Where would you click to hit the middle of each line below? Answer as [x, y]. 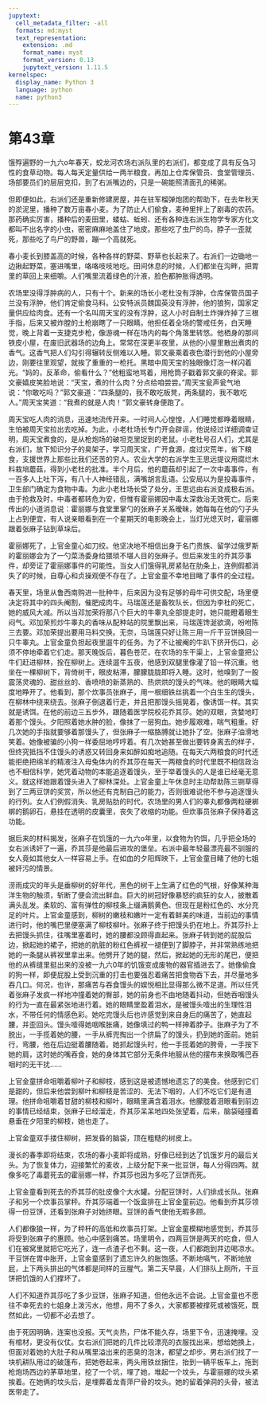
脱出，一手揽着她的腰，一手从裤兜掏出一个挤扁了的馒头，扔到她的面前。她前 [133, 1034]
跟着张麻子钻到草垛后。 [46, 529]
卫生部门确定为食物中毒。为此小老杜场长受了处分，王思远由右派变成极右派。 [133, 489]
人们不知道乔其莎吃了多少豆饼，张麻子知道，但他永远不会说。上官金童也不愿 [133, 1296]
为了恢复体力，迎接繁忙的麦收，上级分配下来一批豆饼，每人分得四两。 [137, 1165]
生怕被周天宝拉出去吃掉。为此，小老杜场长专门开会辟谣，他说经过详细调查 [130, 429]
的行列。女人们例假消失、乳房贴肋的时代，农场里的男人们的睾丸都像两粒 [126, 802]
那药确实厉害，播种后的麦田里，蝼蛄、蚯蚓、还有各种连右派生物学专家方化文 [133, 219]
